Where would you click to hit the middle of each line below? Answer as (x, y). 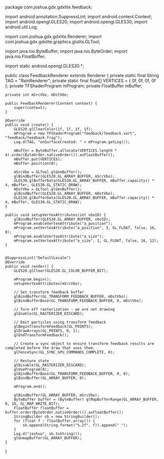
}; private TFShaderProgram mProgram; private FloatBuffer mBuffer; (74, 86)
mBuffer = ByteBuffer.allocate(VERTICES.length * (66, 151)
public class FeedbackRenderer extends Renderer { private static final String (82, 75)
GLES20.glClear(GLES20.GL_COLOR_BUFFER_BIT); (61, 271)
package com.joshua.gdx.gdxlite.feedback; (49, 7)
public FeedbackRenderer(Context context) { (51, 103)
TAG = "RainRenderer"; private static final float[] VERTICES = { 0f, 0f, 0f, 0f (80, 81)
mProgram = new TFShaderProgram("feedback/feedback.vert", (75, 133)
